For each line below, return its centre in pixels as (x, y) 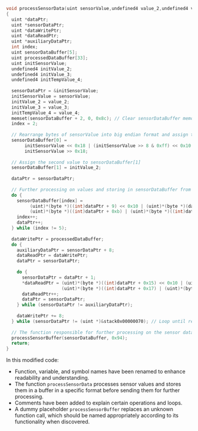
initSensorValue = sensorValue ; (51, 96)
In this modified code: (32, 360)
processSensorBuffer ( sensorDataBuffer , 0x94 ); (70, 338)
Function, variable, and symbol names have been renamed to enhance (100, 371)
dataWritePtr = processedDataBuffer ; (58, 239)
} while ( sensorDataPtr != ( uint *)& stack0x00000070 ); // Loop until (98, 321)
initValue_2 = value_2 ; (40, 102)
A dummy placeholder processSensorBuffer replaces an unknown (94, 409)
